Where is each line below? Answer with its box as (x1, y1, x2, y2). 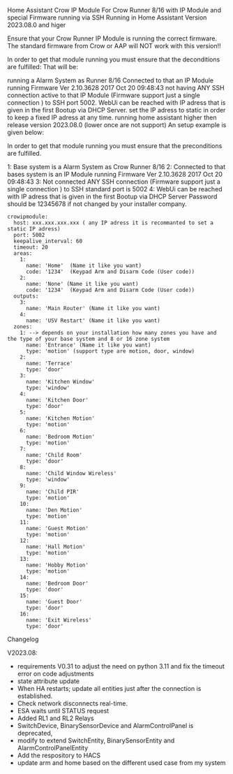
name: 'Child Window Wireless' (25, 470, 117, 477)
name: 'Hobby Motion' (25, 562, 89, 569)
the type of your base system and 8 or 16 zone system (7, 335, 170, 342)
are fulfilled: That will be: (7, 63, 78, 71)
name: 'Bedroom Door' (25, 580, 89, 587)
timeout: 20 (13, 244, 49, 251)
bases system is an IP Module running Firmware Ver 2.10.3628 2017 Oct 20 (7, 170, 223, 178)
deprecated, (17, 729, 53, 737)
